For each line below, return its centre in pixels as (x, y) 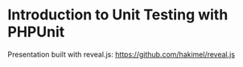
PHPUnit (36, 32)
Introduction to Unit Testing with (118, 15)
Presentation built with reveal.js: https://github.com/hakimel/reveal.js (121, 54)
